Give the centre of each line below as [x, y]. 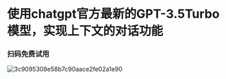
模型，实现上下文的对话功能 [85, 31]
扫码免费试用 [28, 54]
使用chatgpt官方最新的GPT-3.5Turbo [113, 14]
